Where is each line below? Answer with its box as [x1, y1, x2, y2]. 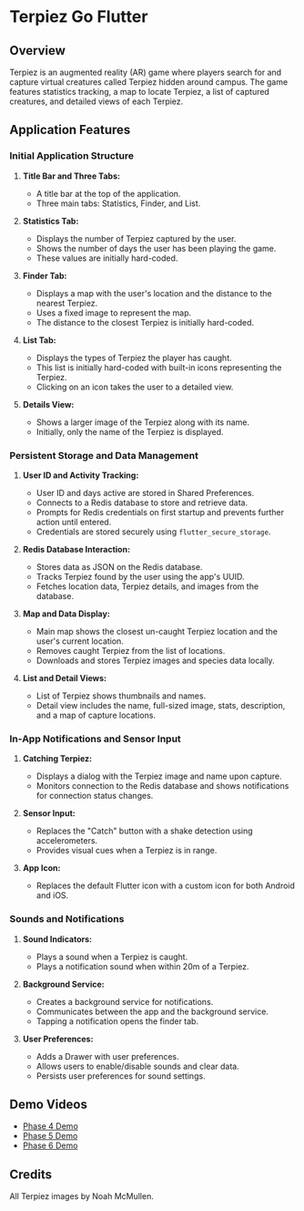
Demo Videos [9, 1096, 88, 1112]
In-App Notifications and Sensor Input [9, 732, 182, 745]
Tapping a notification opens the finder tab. [35, 1015, 198, 1027]
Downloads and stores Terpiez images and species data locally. [35, 655, 275, 666]
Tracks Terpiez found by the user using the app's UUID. [35, 571, 245, 582]
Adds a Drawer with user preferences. [35, 1051, 179, 1061]
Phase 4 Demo [22, 1121, 79, 1132]
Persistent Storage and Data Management [9, 449, 198, 461]
